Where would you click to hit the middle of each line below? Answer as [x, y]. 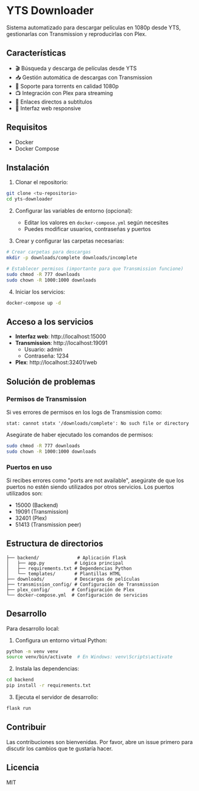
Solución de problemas [51, 381]
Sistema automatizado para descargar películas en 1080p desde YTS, [94, 27]
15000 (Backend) [37, 505]
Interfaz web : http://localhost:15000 [61, 336]
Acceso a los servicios [50, 321]
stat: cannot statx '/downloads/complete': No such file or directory [98, 423]
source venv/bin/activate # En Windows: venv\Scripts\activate [89, 657]
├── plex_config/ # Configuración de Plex [71, 590]
